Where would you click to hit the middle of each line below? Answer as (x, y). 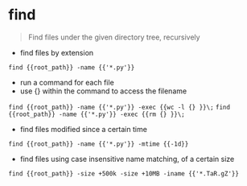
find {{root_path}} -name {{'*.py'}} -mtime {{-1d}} (99, 144)
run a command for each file (67, 82)
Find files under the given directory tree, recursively (114, 37)
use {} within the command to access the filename (103, 91)
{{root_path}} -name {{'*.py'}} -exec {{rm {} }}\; (97, 114)
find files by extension (57, 52)
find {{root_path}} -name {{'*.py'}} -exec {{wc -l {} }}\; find (119, 107)
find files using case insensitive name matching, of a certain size (127, 159)
